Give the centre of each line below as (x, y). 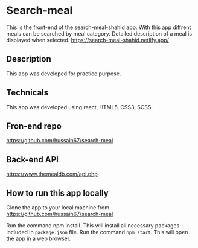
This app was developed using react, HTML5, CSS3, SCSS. (80, 107)
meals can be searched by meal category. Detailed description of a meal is (99, 33)
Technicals (27, 93)
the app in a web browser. (39, 238)
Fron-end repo (34, 126)
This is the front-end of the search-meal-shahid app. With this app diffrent (99, 27)
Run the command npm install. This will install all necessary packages (93, 226)
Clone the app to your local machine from (58, 208)
